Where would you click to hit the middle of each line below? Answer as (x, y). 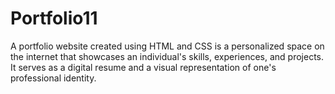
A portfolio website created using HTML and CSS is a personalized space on (167, 46)
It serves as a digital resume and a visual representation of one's (143, 67)
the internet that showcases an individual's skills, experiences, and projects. (167, 56)
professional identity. (53, 78)
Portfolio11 (54, 18)
